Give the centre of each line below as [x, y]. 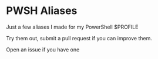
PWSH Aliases [42, 11]
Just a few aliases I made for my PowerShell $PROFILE [72, 27]
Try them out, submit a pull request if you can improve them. [79, 38]
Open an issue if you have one [43, 49]
